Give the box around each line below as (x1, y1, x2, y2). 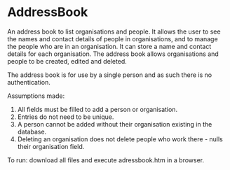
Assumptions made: (7, 92, 65, 100)
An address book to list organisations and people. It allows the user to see (7, 27, 221, 36)
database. (17, 127, 47, 136)
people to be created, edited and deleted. (7, 57, 128, 65)
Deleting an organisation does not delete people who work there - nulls (17, 134, 223, 143)
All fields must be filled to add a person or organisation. (17, 105, 177, 113)
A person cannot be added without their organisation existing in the (17, 120, 212, 128)
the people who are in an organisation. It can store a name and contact (7, 42, 212, 50)
